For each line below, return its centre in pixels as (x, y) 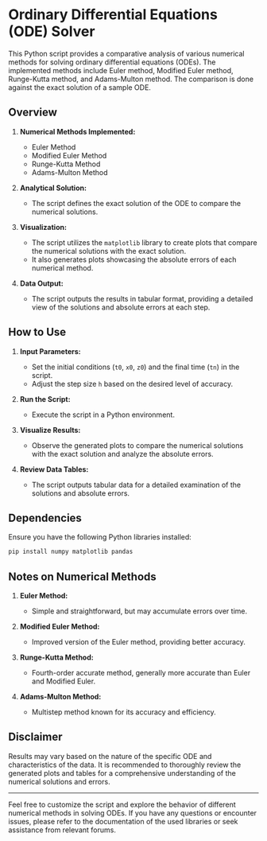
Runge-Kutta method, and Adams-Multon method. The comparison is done (131, 79)
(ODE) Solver (52, 31)
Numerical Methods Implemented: (77, 131)
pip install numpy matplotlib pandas (71, 552)
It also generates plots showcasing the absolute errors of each (134, 259)
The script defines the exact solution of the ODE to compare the (136, 203)
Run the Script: (45, 399)
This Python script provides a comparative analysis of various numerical (126, 53)
